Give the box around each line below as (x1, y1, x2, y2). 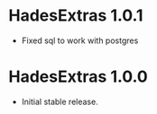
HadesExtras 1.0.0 (8, 66, 148, 87)
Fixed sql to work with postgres (21, 35, 139, 46)
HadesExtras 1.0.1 (8, 5, 143, 26)
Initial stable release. (21, 96, 98, 107)
